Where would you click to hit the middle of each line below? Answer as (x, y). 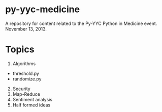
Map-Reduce (26, 94)
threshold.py (26, 73)
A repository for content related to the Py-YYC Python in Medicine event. (81, 23)
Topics (20, 50)
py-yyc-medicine (43, 9)
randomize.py (27, 79)
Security (21, 89)
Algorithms (24, 63)
